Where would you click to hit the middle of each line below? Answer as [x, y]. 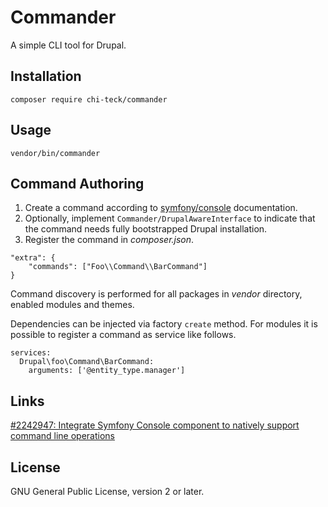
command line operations [63, 436]
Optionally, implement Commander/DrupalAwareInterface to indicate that [170, 218]
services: [31, 353]
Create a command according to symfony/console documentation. [161, 208]
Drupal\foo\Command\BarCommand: [87, 362]
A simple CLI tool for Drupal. [68, 45]
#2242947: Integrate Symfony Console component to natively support [155, 425]
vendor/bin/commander [55, 153]
